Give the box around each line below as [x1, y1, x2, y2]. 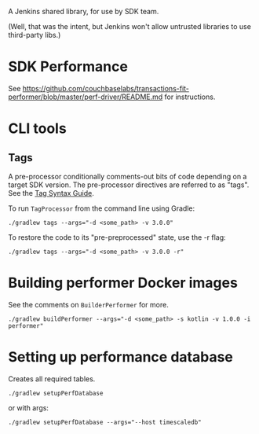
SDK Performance [8, 58, 128, 75]
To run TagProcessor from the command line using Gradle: [8, 204, 195, 213]
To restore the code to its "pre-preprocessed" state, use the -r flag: [8, 232, 226, 242]
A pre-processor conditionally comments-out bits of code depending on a [8, 171, 247, 181]
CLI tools [8, 120, 67, 138]
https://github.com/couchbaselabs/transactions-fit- [22, 83, 190, 93]
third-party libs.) [8, 31, 61, 39]
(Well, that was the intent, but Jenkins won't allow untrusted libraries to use [8, 22, 251, 31]
